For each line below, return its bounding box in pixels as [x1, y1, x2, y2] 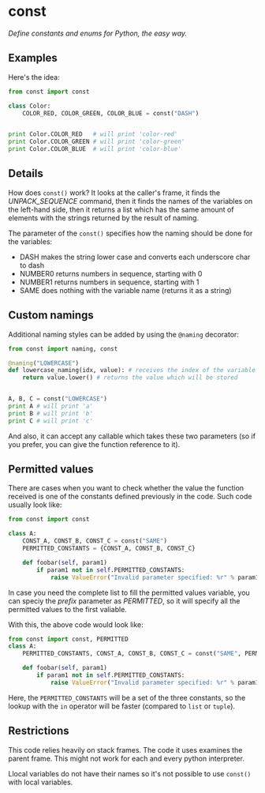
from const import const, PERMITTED [8, 635, 129, 643]
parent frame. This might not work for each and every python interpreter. [8, 754, 244, 763]
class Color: [8, 102, 51, 110]
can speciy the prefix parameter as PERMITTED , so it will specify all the [8, 596, 241, 606]
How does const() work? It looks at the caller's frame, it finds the [8, 188, 221, 197]
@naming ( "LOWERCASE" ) [8, 359, 80, 367]
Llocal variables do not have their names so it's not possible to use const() [8, 769, 252, 778]
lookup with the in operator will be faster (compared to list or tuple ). [8, 701, 235, 711]
